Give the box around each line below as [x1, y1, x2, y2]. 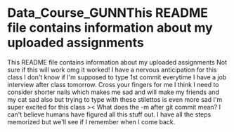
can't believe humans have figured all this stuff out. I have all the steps [7, 110, 212, 119]
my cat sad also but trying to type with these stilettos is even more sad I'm [7, 95, 223, 103]
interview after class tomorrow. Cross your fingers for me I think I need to [7, 80, 219, 88]
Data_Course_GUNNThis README [7, 5, 209, 21]
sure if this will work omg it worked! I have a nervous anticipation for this [7, 65, 217, 74]
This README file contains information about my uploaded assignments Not [7, 58, 227, 66]
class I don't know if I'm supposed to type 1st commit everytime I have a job [7, 72, 227, 81]
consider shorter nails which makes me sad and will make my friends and [7, 88, 220, 96]
